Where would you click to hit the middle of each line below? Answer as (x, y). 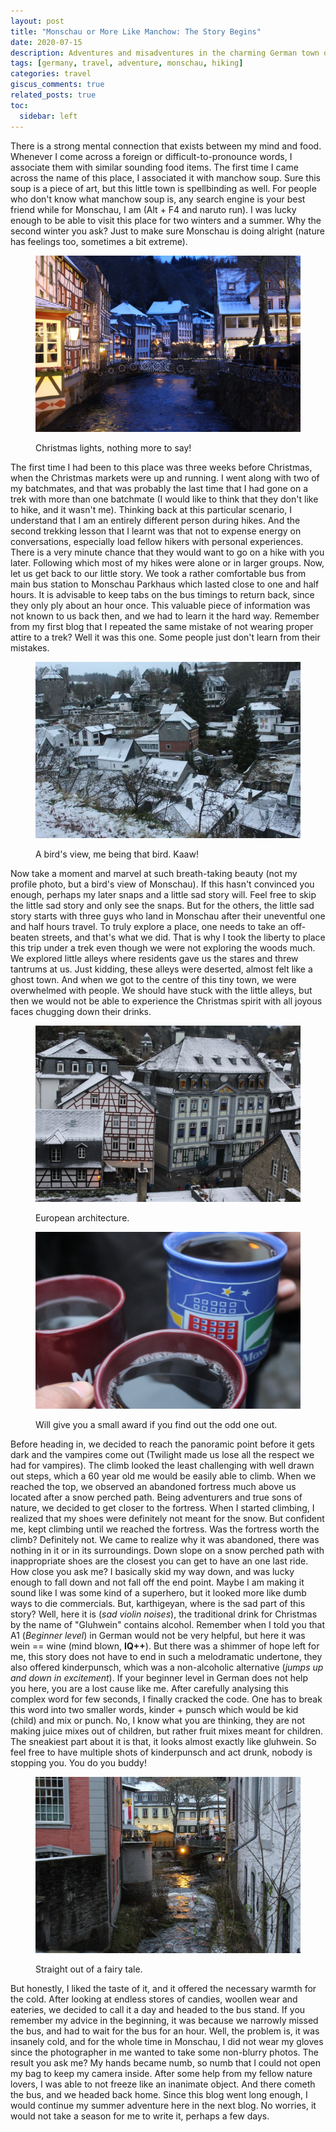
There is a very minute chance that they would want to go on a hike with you (167, 552)
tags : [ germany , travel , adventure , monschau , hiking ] (127, 63)
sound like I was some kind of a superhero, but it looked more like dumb (158, 1592)
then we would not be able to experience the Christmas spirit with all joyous (166, 1001)
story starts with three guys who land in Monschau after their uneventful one (168, 916)
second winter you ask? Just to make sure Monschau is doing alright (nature (167, 231)
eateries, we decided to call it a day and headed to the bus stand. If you (158, 2010)
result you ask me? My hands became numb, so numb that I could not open (165, 2063)
